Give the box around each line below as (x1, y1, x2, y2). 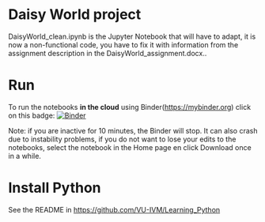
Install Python (8, 179, 101, 197)
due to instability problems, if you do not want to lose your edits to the (8, 134, 237, 144)
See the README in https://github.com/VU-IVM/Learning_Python (8, 205, 221, 214)
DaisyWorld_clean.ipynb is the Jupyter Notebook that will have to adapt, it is (8, 32, 256, 41)
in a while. (8, 151, 42, 160)
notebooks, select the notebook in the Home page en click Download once (8, 142, 252, 152)
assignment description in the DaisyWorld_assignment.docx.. (8, 48, 207, 58)
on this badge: (8, 111, 55, 120)
